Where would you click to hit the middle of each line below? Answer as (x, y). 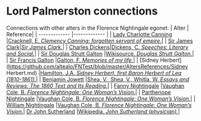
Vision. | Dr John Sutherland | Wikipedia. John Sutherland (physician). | (93, 111)
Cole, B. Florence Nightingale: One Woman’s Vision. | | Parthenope (89, 92)
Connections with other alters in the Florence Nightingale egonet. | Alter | (97, 28)
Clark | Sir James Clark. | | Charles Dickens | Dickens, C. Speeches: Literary (97, 47)
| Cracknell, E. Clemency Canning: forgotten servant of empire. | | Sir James (100, 41)
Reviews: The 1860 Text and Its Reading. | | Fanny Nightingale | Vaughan (95, 85)
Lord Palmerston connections (82, 11)
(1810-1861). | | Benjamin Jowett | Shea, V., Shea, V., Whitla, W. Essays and (98, 79)
